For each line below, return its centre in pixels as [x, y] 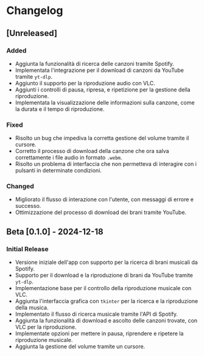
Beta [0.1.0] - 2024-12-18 [55, 231]
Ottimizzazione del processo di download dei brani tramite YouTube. [101, 212]
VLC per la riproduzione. [46, 327]
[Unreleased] [32, 33]
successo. [28, 206]
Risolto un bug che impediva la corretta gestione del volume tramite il [102, 138]
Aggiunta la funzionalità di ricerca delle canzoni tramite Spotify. [95, 63]
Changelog [35, 11]
